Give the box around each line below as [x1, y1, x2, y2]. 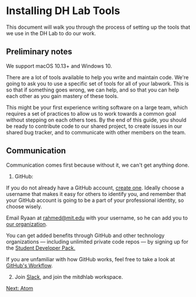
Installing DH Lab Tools [6, 4, 120, 18]
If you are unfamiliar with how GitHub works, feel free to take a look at [6, 255, 175, 262]
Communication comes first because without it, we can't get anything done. [6, 161, 190, 168]
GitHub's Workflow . [6, 262, 53, 269]
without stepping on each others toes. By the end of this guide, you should [6, 116, 187, 123]
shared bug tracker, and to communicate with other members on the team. [6, 129, 186, 136]
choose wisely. [6, 203, 42, 210]
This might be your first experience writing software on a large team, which [6, 104, 188, 111]
